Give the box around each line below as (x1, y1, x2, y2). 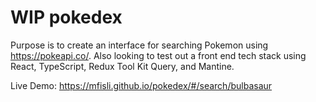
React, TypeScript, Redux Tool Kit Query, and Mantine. (10, 60, 235, 72)
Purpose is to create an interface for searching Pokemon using (10, 39, 269, 51)
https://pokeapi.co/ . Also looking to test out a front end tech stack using (10, 49, 307, 61)
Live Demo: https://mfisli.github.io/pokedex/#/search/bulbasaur (10, 79, 273, 91)
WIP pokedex (10, 6, 123, 29)
